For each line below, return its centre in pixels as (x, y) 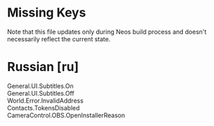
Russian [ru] (43, 67)
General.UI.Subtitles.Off (41, 93)
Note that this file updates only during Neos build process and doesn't (107, 32)
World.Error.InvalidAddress (46, 101)
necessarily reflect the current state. (59, 39)
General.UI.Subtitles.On (40, 86)
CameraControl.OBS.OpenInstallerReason (66, 115)
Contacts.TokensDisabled (43, 107)
